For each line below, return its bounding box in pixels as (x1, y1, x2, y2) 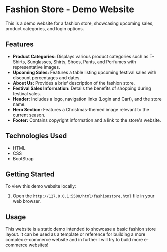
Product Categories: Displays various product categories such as (12, 53, 149, 59)
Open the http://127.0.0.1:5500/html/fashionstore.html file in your (12, 193, 155, 199)
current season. (12, 112, 46, 118)
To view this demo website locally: (5, 183, 76, 189)
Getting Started (5, 170, 55, 178)
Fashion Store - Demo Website (5, 4, 134, 15)
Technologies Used (5, 132, 67, 140)
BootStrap (12, 155, 34, 161)
